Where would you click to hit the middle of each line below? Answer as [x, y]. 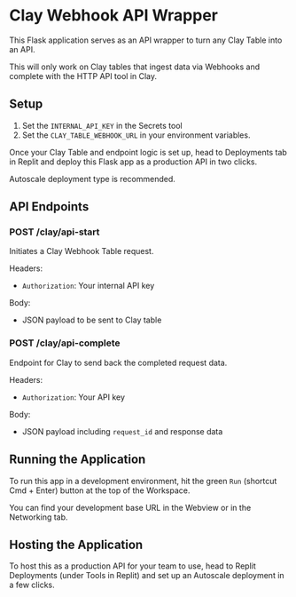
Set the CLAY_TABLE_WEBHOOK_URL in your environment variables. [136, 135]
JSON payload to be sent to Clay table [92, 320]
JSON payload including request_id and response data [122, 431]
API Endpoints [49, 207]
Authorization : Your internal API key [88, 286]
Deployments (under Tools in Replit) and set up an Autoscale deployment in [147, 576]
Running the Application [78, 460]
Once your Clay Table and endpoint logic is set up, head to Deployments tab [148, 152]
